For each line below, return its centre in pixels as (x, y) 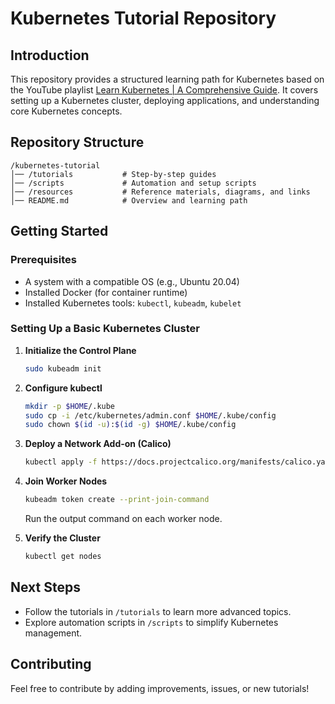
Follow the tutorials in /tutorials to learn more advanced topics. (158, 611)
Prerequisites (43, 260)
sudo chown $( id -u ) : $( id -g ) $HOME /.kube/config (130, 425)
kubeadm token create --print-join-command (117, 500)
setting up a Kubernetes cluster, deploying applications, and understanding (165, 100)
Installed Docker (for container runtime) (106, 292)
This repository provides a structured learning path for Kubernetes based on (167, 79)
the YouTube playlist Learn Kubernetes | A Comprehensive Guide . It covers (164, 90)
